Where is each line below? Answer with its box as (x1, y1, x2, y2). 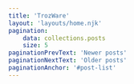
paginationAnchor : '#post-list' (8, 64, 116, 72)
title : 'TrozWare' (8, 11, 70, 20)
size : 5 (22, 42, 48, 50)
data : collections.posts (22, 34, 106, 42)
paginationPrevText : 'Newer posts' (8, 49, 128, 57)
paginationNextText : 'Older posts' (8, 57, 128, 65)
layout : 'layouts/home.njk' (8, 19, 103, 27)
